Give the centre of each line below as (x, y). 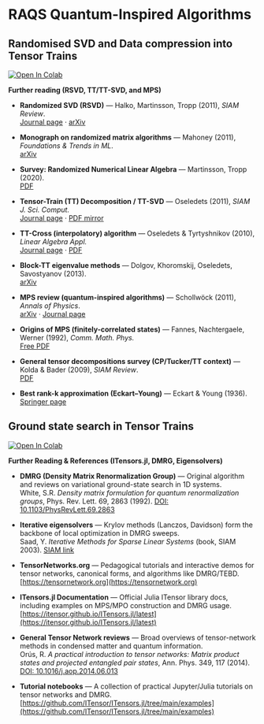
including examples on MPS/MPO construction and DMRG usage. (126, 605)
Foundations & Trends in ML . (66, 146)
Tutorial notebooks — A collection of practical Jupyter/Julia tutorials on (136, 686)
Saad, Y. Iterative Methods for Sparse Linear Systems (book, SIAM (128, 541)
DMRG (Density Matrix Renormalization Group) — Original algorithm (132, 476)
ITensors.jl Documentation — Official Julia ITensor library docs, (124, 597)
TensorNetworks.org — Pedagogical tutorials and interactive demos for (137, 565)
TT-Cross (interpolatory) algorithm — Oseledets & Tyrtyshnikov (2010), (137, 233)
